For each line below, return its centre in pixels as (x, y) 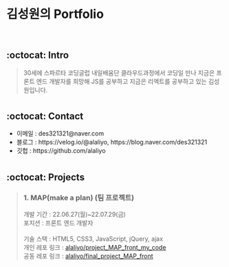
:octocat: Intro (38, 55)
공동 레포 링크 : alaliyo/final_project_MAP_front (88, 256)
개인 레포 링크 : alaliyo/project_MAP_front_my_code (95, 247)
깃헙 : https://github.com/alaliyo (61, 151)
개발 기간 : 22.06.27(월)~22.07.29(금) (75, 214)
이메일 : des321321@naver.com (60, 133)
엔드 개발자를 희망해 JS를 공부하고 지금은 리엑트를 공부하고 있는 (121, 81)
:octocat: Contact (45, 116)
